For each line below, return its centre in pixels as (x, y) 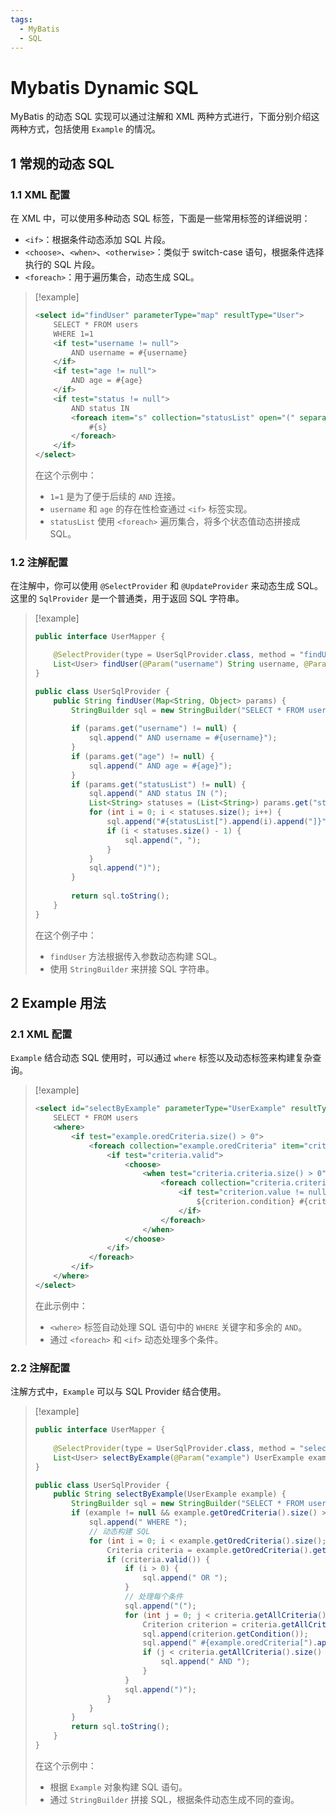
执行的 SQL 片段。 (62, 264)
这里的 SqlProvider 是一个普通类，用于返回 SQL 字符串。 (127, 598)
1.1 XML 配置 (40, 194)
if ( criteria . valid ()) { (158, 1559)
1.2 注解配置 (39, 562)
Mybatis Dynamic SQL (104, 87)
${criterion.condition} (246, 1202)
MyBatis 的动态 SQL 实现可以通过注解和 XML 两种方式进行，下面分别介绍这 (165, 117)
